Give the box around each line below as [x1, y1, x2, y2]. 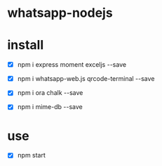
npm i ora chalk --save [17, 89, 83, 97]
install [7, 37, 44, 53]
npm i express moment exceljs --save [17, 60, 127, 69]
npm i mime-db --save [17, 103, 83, 111]
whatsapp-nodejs [7, 5, 114, 21]
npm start [17, 151, 46, 160]
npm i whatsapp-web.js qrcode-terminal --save [17, 75, 155, 83]
